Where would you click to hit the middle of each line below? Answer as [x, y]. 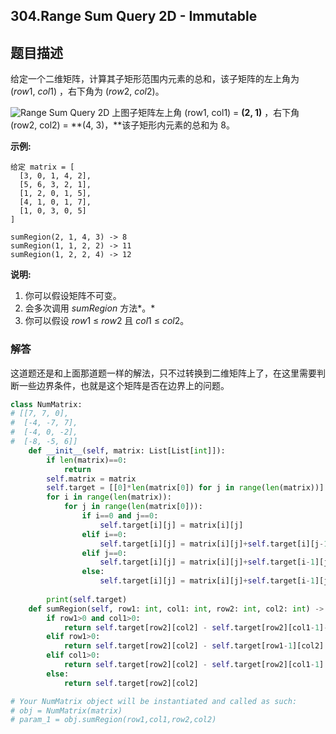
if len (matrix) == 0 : [87, 460]
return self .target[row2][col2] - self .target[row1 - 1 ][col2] [194, 646]
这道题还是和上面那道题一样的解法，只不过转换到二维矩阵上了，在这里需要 [163, 373]
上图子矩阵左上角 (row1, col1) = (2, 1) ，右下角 [205, 113]
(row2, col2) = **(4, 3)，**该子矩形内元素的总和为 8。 [122, 125]
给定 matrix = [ [42, 167]
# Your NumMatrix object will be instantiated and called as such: [154, 701]
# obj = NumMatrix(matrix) [66, 710]
